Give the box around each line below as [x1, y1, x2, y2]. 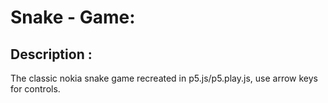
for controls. [10, 83, 61, 95]
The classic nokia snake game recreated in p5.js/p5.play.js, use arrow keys [10, 72, 318, 84]
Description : [10, 46, 93, 63]
